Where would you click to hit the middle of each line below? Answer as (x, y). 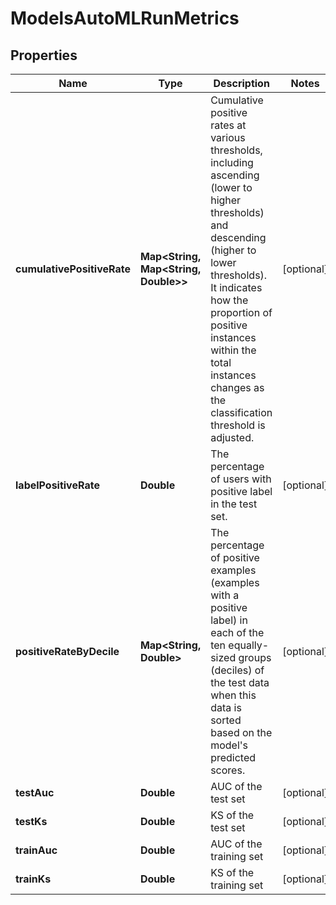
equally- (249, 645)
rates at (228, 125)
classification (241, 412)
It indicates (236, 287)
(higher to (233, 250)
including (232, 162)
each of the (237, 632)
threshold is (238, 425)
